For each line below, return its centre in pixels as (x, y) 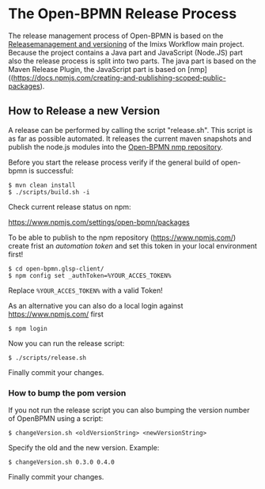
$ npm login (28, 328)
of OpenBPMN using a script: (56, 419)
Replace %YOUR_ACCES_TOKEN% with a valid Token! (86, 290)
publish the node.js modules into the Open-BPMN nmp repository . (115, 146)
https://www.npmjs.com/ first (56, 314)
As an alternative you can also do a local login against (96, 305)
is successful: (51, 170)
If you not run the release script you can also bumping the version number (129, 410)
